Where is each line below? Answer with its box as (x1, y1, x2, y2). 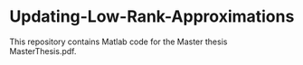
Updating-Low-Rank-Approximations (9, 6, 295, 27)
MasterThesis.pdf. (9, 45, 77, 56)
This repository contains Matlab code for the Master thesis (9, 36, 228, 47)
